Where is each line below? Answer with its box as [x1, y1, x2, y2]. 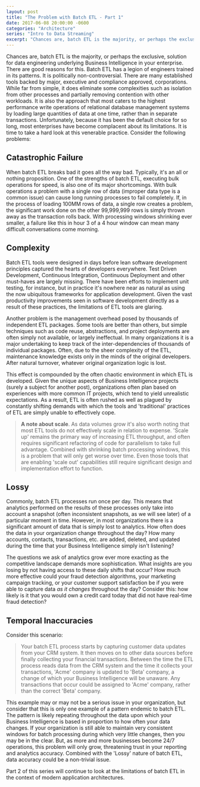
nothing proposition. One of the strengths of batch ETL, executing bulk [6, 174, 180, 182]
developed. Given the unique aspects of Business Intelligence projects [6, 377, 179, 384]
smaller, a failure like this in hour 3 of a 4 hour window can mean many [6, 219, 180, 226]
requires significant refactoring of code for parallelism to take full [20, 439, 180, 447]
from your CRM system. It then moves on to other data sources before [20, 649, 193, 657]
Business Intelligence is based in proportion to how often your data [6, 718, 171, 725]
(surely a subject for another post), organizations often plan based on [6, 383, 177, 391]
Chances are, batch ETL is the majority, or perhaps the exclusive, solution [6, 53, 187, 60]
